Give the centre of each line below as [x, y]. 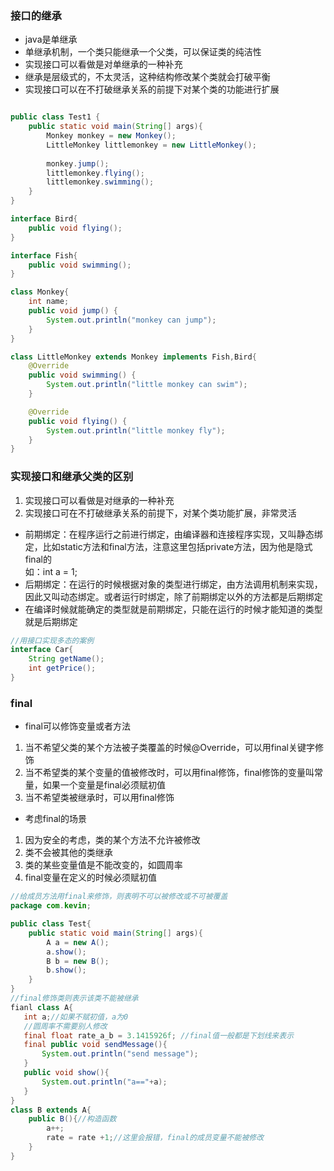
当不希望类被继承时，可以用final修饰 [99, 798]
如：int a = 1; [51, 571]
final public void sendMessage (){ [95, 1045]
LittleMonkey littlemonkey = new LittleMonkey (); [151, 145]
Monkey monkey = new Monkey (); [111, 136]
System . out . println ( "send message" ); [120, 1054]
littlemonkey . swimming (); [100, 182]
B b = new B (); [78, 961]
